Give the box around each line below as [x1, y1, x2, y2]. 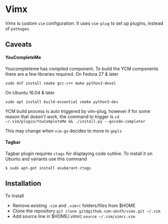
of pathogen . [5, 25, 30, 31]
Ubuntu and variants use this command [5, 155, 87, 162]
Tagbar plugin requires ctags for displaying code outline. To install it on [5, 150, 153, 156]
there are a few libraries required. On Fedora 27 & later [5, 71, 119, 77]
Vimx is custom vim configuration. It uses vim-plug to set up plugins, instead [5, 20, 163, 26]
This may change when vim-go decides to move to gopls [5, 128, 122, 134]
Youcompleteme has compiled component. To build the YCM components [5, 66, 159, 72]
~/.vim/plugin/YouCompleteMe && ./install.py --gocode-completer [5, 119, 145, 124]
